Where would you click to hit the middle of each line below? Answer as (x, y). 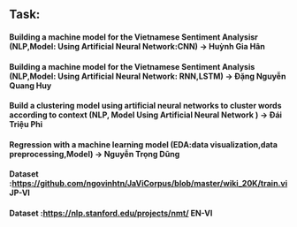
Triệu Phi (26, 125)
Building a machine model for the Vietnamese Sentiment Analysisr (133, 37)
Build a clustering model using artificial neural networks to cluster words (145, 106)
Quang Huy (30, 85)
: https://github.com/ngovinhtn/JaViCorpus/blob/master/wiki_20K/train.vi (148, 184)
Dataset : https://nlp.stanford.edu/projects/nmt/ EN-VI (111, 213)
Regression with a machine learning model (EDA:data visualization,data (144, 144)
